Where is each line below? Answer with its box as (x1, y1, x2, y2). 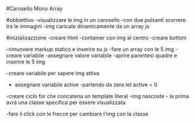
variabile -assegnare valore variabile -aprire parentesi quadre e (23, 52, 177, 59)
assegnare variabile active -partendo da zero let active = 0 (14, 81, 158, 88)
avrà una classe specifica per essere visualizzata (6, 99, 126, 106)
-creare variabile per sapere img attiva (6, 70, 99, 76)
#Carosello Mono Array (6, 5, 63, 12)
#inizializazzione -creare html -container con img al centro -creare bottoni (6, 34, 187, 41)
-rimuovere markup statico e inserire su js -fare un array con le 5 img (6, 46, 174, 53)
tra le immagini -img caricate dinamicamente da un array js (6, 23, 149, 30)
